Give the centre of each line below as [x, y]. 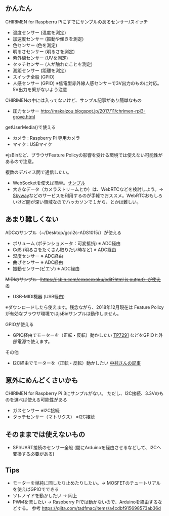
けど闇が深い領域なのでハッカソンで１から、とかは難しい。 [79, 202]
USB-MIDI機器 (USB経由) [38, 296]
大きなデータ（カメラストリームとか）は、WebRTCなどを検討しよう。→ [88, 189]
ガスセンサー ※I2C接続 [36, 411]
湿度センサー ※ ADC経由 [38, 256]
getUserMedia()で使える [31, 127]
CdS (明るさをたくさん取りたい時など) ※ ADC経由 [64, 250]
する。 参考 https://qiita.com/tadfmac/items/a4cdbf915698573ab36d [89, 508]
